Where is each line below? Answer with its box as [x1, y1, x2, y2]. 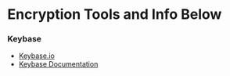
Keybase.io [18, 51, 56, 60]
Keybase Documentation [18, 60, 99, 69]
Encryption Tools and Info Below [7, 5, 222, 24]
